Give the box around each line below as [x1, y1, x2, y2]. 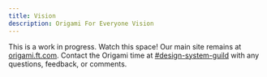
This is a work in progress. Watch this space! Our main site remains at [8, 41, 242, 51]
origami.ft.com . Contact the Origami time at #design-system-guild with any [8, 50, 260, 60]
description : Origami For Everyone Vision [8, 19, 154, 28]
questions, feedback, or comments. [8, 58, 127, 69]
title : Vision [8, 11, 57, 20]
